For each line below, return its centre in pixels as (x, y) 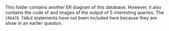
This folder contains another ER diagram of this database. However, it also (83, 7)
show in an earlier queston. (34, 23)
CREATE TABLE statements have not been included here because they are (81, 18)
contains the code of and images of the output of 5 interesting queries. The (85, 12)
